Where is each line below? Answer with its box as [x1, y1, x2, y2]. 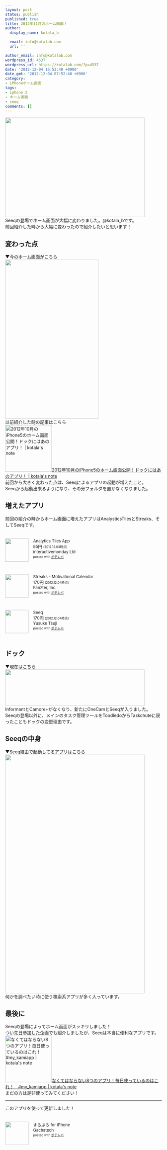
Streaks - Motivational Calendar [33, 574, 93, 579]
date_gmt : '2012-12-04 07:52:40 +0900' [5, 72, 88, 77]
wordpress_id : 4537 [5, 58, 46, 63]
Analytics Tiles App [33, 538, 70, 543]
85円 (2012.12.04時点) [33, 543, 68, 549]
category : [5, 76, 26, 81]
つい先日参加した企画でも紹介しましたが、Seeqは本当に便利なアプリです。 [5, 1030, 159, 1036]
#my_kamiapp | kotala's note [18, 1084, 77, 1090]
